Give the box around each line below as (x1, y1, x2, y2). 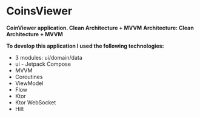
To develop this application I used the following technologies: (6, 42, 164, 49)
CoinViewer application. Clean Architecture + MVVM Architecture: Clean (6, 24, 194, 31)
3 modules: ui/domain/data (15, 54, 83, 61)
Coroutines (15, 73, 43, 80)
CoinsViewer (6, 4, 73, 18)
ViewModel (15, 80, 44, 87)
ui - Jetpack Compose (15, 60, 72, 68)
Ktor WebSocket (15, 98, 56, 106)
